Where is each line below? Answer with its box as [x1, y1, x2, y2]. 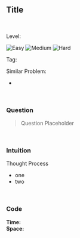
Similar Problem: [6, 67, 47, 75]
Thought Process [6, 160, 49, 168]
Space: [6, 225, 24, 232]
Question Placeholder [20, 120, 75, 127]
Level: [6, 33, 21, 40]
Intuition [6, 146, 32, 155]
